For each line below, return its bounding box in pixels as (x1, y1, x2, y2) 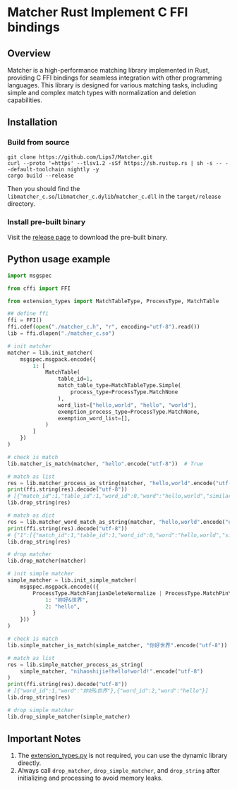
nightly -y (67, 166, 99, 173)
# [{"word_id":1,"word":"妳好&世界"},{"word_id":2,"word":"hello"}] (7, 687, 209, 695)
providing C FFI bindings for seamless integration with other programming (7, 73, 222, 82)
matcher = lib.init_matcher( (7, 349, 93, 356)
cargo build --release (7, 172, 74, 179)
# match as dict (7, 512, 55, 519)
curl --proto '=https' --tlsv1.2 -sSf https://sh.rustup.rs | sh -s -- (7, 159, 222, 166)
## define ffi (7, 310, 49, 317)
